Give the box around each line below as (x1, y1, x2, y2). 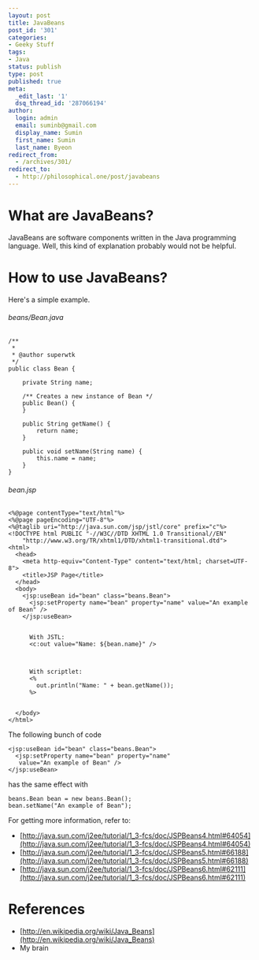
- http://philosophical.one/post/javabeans (15, 173, 160, 181)
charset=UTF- (205, 557, 248, 566)
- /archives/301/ (15, 158, 72, 166)
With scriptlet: (28, 668, 83, 676)
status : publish (8, 63, 61, 71)
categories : (8, 33, 47, 42)
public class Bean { (8, 364, 76, 373)
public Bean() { (22, 399, 76, 407)
